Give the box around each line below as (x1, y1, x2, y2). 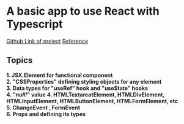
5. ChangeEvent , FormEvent (6, 104, 81, 111)
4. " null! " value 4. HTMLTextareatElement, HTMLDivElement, (6, 90, 165, 98)
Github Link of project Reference (6, 37, 89, 45)
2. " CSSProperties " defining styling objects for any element (6, 78, 162, 85)
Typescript (6, 17, 63, 31)
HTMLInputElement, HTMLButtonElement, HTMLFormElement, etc (6, 97, 178, 104)
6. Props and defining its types (6, 110, 86, 117)
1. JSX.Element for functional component (6, 71, 113, 79)
